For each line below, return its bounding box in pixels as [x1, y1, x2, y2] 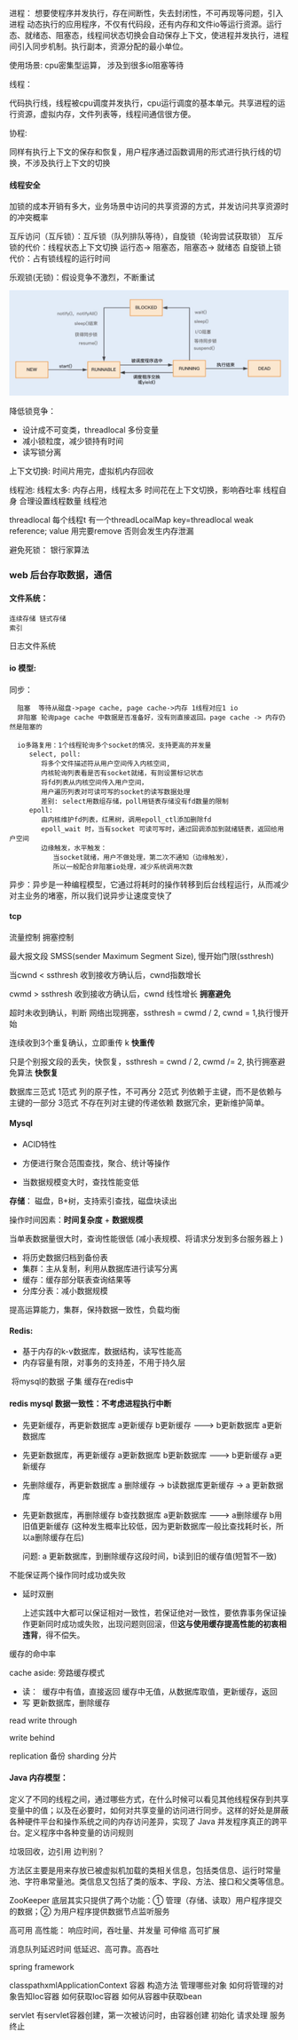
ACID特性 [21, 1139, 58, 1150]
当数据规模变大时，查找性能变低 [21, 1177, 139, 1187]
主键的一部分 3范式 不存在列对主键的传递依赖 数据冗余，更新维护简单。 [9, 1097, 270, 1107]
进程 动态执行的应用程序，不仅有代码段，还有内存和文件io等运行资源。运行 [9, 19, 282, 29]
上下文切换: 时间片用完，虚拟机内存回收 [9, 465, 153, 477]
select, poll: [28, 750, 82, 758]
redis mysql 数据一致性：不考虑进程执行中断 [9, 1398, 172, 1409]
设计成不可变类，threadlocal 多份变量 [21, 425, 160, 435]
